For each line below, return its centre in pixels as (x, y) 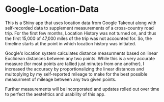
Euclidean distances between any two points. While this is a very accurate (80, 58)
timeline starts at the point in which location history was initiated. (71, 43)
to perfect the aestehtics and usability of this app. (55, 94)
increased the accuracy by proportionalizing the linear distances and (75, 69)
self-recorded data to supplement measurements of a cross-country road (79, 28)
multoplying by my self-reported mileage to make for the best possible (76, 74)
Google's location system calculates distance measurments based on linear (82, 53)
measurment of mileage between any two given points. (61, 79)
